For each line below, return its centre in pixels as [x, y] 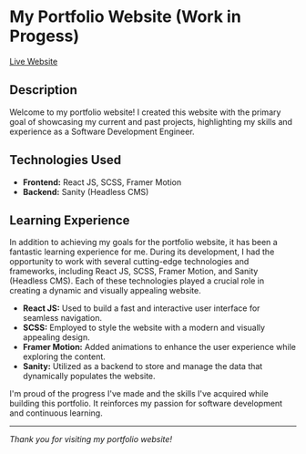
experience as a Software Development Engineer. [102, 131]
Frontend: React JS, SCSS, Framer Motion [102, 182]
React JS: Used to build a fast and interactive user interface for [141, 308]
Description [43, 90]
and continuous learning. [56, 413]
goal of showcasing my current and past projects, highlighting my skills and [151, 121]
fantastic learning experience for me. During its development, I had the [142, 252]
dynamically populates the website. [89, 377]
